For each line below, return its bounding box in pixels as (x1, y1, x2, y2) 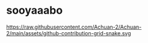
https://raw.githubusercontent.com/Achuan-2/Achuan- (6, 23, 142, 30)
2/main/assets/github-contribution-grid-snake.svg (6, 29, 131, 36)
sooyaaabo (6, 4, 63, 17)
